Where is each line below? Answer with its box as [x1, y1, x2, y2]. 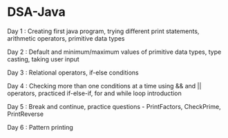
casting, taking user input [7, 55, 79, 63]
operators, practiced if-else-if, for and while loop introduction [7, 89, 182, 97]
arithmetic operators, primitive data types [7, 34, 125, 42]
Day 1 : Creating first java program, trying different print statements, [7, 27, 200, 35]
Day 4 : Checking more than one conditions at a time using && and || [7, 81, 202, 90]
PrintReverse [7, 110, 44, 118]
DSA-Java [7, 4, 66, 20]
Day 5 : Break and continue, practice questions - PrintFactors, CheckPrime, [7, 102, 221, 110]
